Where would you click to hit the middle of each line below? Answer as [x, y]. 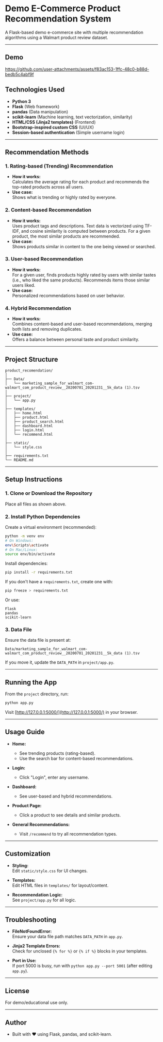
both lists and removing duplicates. [47, 329]
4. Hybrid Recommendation [38, 308]
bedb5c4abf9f [19, 74]
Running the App [31, 682]
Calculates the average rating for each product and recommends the [81, 182]
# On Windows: [19, 540]
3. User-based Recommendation [44, 259]
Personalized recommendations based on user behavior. [68, 296]
